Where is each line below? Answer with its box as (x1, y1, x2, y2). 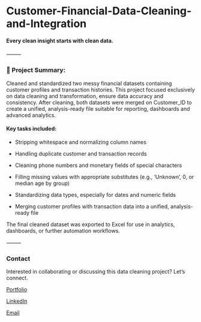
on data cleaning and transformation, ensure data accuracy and (6, 92, 164, 99)
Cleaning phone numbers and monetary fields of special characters (14, 162, 182, 169)
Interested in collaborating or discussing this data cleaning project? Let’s (6, 268, 185, 275)
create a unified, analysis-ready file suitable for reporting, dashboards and (6, 105, 190, 112)
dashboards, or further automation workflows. (6, 227, 120, 234)
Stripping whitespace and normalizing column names (14, 138, 147, 145)
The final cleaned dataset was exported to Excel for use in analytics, (6, 220, 175, 228)
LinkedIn (6, 297, 28, 305)
